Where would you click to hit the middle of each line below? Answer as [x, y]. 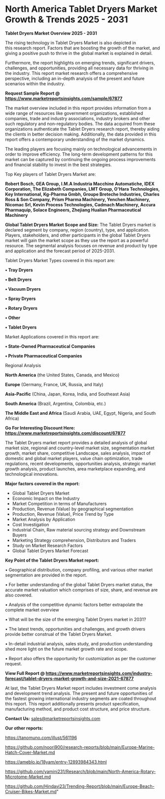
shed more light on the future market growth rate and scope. [66, 649]
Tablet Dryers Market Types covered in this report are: [60, 260]
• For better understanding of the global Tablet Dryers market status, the [79, 584]
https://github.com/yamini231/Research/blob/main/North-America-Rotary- [81, 771]
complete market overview [32, 610]
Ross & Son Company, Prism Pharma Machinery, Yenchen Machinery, [78, 199]
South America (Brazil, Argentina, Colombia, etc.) [56, 403]
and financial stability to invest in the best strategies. [58, 165]
